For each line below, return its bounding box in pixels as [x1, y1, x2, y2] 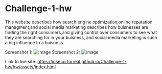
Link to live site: [5, 58, 37, 64]
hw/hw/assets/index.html [5, 64, 56, 70]
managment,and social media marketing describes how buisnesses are [5, 24, 148, 30]
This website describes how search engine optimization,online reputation [5, 19, 153, 25]
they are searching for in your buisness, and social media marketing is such [5, 35, 158, 40]
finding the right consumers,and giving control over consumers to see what [5, 29, 157, 35]
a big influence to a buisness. [5, 39, 65, 45]
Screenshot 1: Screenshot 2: [5, 49, 80, 55]
